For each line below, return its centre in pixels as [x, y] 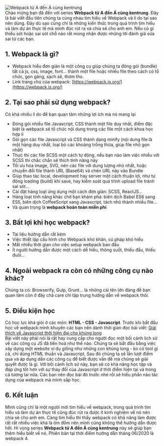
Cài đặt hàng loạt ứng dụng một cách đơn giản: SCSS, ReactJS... [77, 191]
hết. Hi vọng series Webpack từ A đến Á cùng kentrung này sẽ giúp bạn [78, 428]
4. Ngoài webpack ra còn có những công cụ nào [79, 271]
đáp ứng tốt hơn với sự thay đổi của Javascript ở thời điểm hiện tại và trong [81, 369]
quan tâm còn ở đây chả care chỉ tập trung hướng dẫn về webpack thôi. [77, 295]
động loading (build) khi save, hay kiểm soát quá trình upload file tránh [83, 181]
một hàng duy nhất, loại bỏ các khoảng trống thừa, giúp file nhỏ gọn [81, 144]
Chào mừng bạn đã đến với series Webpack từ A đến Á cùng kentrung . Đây [82, 13]
